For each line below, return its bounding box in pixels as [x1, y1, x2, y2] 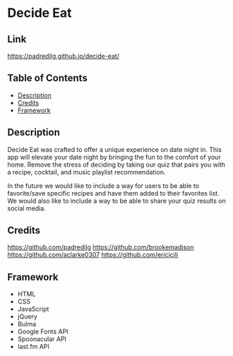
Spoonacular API [17, 335, 67, 343]
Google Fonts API [17, 327, 68, 336]
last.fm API [17, 343, 49, 351]
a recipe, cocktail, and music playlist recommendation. [7, 167, 166, 176]
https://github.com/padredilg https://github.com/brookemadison [7, 243, 194, 251]
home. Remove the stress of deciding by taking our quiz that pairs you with [7, 160, 226, 169]
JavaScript [17, 305, 49, 314]
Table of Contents [7, 72, 88, 84]
